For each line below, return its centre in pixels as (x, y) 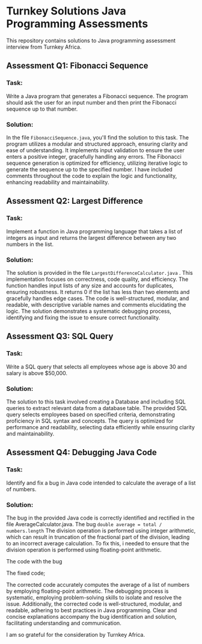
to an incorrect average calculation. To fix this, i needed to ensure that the (98, 543)
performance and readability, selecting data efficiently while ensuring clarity (101, 427)
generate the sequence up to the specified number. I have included (89, 169)
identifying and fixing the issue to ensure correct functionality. (83, 317)
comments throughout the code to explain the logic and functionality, (92, 176)
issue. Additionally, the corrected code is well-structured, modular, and (94, 604)
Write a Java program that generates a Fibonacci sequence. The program (97, 96)
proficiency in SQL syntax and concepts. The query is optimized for (90, 421)
